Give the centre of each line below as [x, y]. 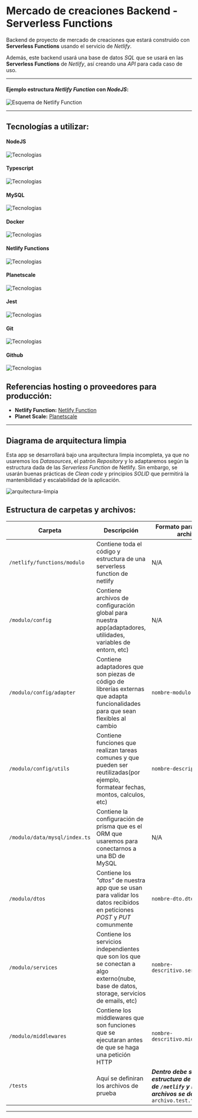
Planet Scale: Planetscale [46, 417]
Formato [167, 526]
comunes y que [118, 757]
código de [110, 681]
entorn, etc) [113, 650]
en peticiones [115, 910]
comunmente [115, 925]
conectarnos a [116, 848]
